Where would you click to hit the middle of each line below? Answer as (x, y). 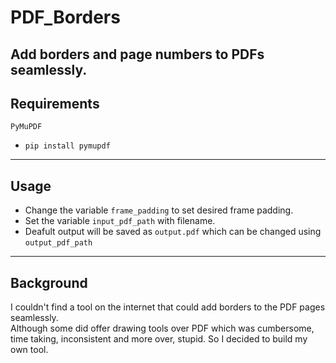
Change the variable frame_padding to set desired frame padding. (159, 210)
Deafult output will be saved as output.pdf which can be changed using (173, 232)
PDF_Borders (65, 17)
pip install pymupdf (67, 146)
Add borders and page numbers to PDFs (137, 54)
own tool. (29, 350)
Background (49, 282)
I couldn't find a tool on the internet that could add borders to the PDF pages (168, 307)
